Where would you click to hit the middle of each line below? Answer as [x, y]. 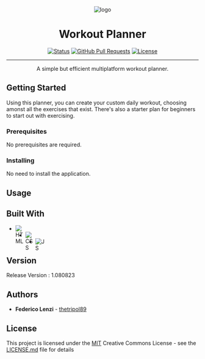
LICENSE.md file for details [40, 349]
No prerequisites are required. [44, 145]
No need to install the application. [49, 174]
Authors [22, 295]
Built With [25, 214]
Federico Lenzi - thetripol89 [51, 309]
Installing [20, 160]
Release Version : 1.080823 [41, 275]
